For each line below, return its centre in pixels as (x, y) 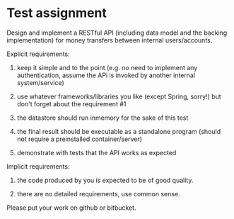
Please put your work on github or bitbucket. (71, 208)
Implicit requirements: (38, 166)
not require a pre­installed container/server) (80, 139)
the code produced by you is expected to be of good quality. (105, 180)
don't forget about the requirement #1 (71, 103)
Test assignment (57, 13)
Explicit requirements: (38, 54)
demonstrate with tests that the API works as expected (96, 152)
